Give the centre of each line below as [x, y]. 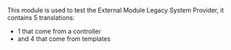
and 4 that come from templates [64, 39]
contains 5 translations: [41, 18]
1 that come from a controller [59, 31]
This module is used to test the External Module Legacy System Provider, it [116, 10]
